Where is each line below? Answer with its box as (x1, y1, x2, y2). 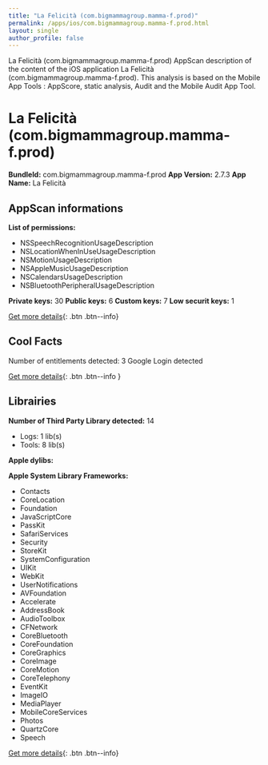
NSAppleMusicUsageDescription (19, 264, 129, 273)
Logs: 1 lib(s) (19, 431, 62, 440)
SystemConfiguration (19, 554, 90, 564)
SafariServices (19, 528, 69, 538)
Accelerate (19, 596, 56, 606)
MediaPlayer (19, 699, 62, 708)
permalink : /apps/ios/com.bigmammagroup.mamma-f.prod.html (8, 19, 210, 27)
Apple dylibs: (8, 455, 54, 464)
